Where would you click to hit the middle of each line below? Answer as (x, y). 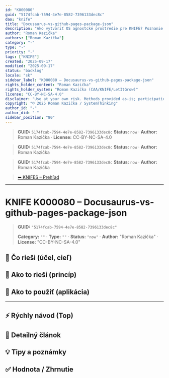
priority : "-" (20, 52)
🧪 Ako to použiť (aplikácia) (47, 292)
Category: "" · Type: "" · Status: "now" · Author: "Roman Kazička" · (88, 237)
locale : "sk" (19, 75)
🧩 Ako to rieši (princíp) (41, 275)
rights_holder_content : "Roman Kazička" (48, 85)
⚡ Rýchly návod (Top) (39, 315)
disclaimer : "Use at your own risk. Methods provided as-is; (71, 99)
